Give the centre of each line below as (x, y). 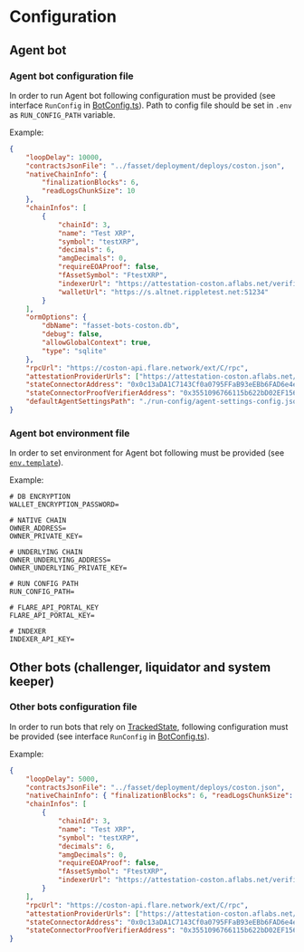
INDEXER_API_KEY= (42, 639)
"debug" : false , (72, 334)
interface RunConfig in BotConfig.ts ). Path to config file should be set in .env (151, 105)
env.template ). (37, 463)
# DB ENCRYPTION (40, 497)
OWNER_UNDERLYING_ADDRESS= (60, 560)
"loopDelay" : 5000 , (62, 779)
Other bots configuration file (73, 707)
